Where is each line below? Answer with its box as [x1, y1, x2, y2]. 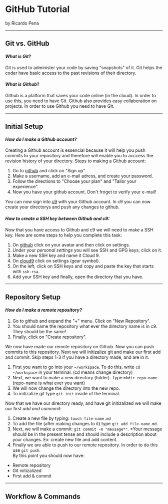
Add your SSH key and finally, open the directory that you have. [12, 274, 143, 280]
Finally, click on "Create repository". [12, 334, 86, 340]
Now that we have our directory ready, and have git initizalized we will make [5, 400, 161, 406]
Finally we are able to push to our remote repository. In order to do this [12, 442, 158, 448]
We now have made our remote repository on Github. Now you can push [5, 344, 154, 350]
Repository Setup [5, 293, 61, 301]
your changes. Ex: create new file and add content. [12, 437, 117, 443]
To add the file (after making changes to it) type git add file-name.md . [12, 421, 158, 427]
